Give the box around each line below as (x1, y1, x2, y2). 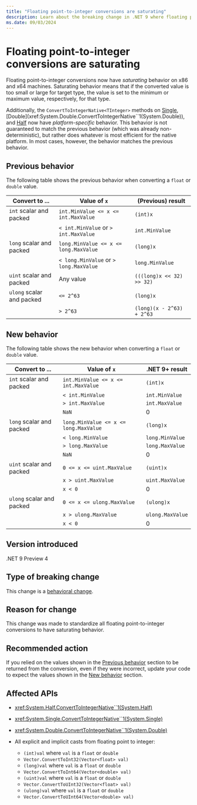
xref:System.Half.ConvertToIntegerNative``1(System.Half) (14, 704, 152, 711)
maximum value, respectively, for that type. (6, 95, 111, 103)
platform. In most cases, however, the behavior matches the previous (6, 138, 173, 145)
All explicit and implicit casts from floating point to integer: (14, 738, 155, 745)
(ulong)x (145, 499, 170, 505)
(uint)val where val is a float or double (23, 774, 121, 781)
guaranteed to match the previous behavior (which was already (6, 126, 159, 133)
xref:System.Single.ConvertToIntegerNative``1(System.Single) (14, 715, 163, 722)
